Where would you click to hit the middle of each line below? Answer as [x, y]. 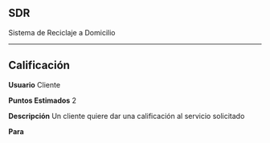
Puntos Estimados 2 [43, 100]
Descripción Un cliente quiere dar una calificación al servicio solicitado [127, 116]
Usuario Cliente [35, 84]
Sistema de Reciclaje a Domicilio [62, 32]
